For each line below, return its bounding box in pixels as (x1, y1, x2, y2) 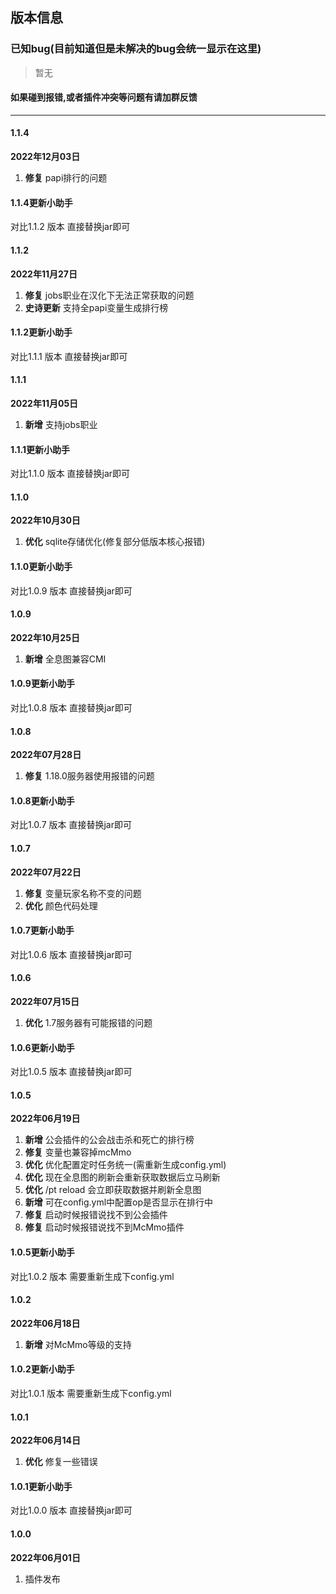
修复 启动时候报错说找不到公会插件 (24, 1209, 168, 1221)
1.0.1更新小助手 (10, 1480, 73, 1492)
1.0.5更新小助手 (10, 1246, 75, 1258)
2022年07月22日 (10, 866, 82, 878)
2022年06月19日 (10, 1113, 81, 1125)
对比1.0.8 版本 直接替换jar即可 (10, 701, 133, 713)
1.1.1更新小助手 (10, 443, 70, 455)
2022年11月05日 (10, 397, 79, 409)
